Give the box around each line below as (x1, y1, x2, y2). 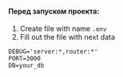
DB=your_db (8, 62, 45, 70)
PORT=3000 (8, 55, 42, 63)
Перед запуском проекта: (8, 6, 100, 16)
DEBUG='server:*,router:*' (8, 48, 98, 56)
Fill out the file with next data (19, 33, 116, 42)
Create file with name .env (19, 24, 107, 33)
